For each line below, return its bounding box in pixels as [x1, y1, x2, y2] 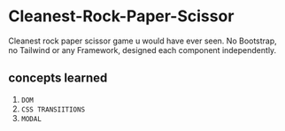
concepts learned [8, 71, 108, 86]
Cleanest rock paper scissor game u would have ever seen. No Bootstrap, [8, 35, 278, 46]
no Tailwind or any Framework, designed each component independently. [8, 44, 277, 55]
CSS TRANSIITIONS [20, 104, 86, 114]
